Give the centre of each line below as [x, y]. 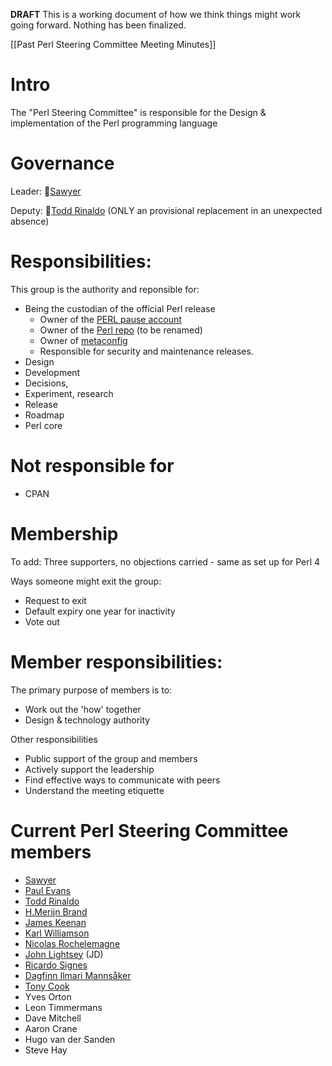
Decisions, [46, 383]
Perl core [43, 425]
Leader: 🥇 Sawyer [46, 191]
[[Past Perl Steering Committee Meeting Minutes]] [113, 44]
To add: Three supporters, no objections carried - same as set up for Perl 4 [165, 561]
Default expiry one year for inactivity [100, 611]
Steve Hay [46, 1050]
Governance [62, 163]
